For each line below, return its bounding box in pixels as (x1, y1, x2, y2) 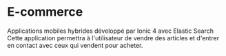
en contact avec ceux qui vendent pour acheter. (7, 41, 143, 49)
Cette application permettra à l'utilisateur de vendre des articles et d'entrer (7, 33, 219, 42)
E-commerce (7, 4, 83, 20)
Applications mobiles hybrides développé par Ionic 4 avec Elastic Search (7, 27, 214, 35)
